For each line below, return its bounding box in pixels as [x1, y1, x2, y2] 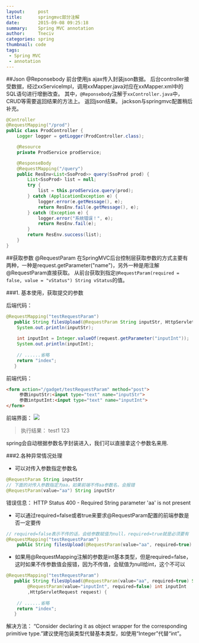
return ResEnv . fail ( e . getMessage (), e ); [37, 204, 139, 210]
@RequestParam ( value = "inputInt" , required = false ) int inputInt [27, 584, 187, 590]
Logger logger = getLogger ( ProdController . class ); [17, 133, 145, 139]
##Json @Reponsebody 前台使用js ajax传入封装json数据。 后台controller [6, 75, 185, 82]
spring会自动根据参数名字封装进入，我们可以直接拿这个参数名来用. [6, 440, 169, 446]
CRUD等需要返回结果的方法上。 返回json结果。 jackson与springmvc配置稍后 [6, 97, 193, 104]
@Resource [17, 144, 41, 150]
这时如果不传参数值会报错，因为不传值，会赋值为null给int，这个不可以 [14, 561, 185, 568]
